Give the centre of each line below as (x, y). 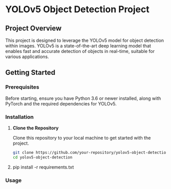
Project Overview (33, 28)
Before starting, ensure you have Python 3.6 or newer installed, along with (83, 98)
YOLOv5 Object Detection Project (77, 9)
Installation (20, 117)
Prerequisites (22, 87)
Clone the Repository (35, 128)
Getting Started (30, 73)
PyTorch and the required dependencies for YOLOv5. (61, 103)
